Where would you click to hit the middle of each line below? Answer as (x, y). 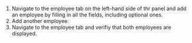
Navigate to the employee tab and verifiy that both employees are (91, 27)
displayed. (24, 34)
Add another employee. (40, 21)
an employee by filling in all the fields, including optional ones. (87, 15)
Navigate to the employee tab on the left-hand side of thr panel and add (99, 9)
